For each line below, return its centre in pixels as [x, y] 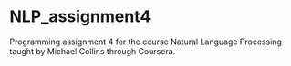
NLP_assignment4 [80, 17]
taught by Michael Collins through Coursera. [93, 51]
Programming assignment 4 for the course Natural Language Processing [146, 42]
